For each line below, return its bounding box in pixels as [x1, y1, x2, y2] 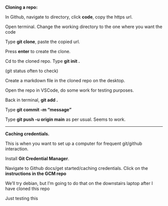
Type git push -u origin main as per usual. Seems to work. [5, 116, 126, 122]
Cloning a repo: [5, 5, 38, 10]
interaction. [5, 146, 29, 152]
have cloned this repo [5, 185, 50, 191]
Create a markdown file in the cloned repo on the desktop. [5, 78, 125, 83]
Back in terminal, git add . [5, 97, 58, 103]
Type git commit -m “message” [5, 107, 71, 112]
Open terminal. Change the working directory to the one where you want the [5, 24, 162, 30]
